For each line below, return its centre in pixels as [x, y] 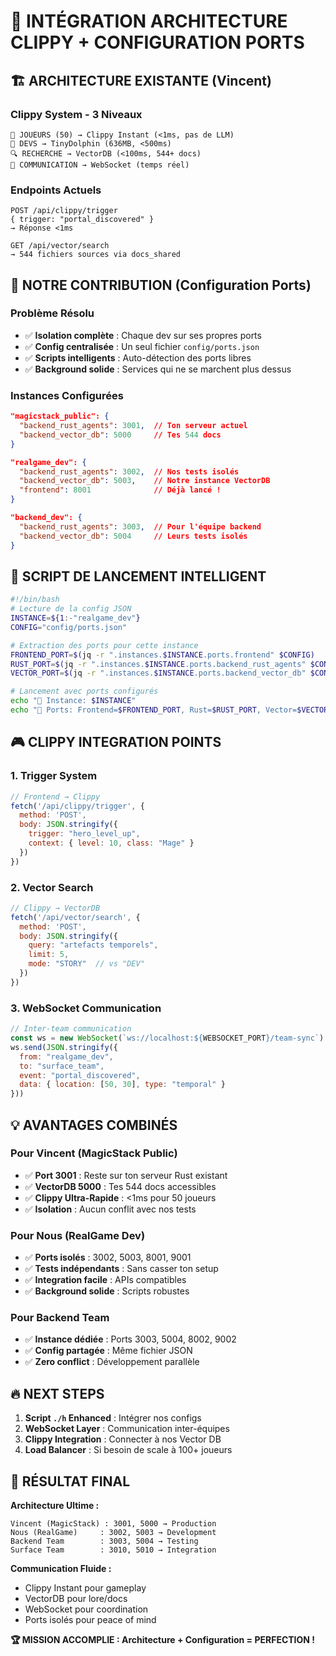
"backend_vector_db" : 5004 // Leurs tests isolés [133, 536]
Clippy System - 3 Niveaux [76, 114]
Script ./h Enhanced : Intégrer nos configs [113, 1418]
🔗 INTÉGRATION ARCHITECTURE [149, 21]
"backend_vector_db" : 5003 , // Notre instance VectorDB [145, 481]
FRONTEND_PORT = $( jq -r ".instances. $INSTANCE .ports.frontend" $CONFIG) [162, 655]
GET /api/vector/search [60, 246]
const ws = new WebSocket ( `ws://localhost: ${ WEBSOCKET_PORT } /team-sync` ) [167, 1038]
